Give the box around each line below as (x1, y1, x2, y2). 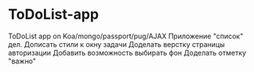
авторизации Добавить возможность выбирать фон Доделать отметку (8, 48, 247, 57)
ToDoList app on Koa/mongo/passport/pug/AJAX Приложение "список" (8, 31, 244, 41)
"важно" (8, 56, 37, 66)
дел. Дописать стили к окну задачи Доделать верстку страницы (8, 39, 225, 49)
